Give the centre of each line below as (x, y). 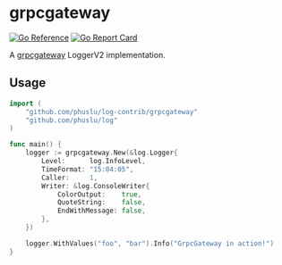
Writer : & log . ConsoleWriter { (96, 186)
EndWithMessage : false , (101, 211)
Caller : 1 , (70, 178)
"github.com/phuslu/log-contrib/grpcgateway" (112, 112)
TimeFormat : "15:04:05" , (88, 169)
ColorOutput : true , (99, 195)
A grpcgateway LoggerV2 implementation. (87, 54)
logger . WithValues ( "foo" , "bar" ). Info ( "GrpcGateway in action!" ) (150, 244)
